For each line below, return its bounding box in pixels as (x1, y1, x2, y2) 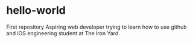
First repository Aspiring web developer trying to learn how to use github (6, 23, 187, 30)
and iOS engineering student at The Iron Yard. (6, 29, 121, 36)
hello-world (6, 4, 66, 17)
